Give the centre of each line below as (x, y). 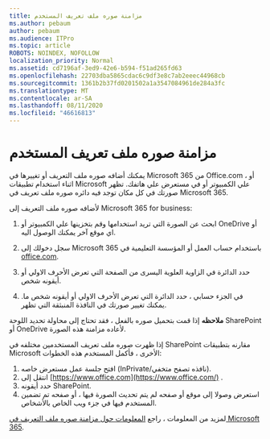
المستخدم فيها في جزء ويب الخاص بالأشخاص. (89, 403)
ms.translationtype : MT (49, 91)
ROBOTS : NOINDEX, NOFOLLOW (54, 53)
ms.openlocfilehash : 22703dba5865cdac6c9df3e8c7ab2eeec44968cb (117, 76)
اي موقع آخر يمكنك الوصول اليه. (68, 232)
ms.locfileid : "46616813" (52, 114)
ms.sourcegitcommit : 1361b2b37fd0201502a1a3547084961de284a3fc (117, 83)
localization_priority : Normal (61, 61)
